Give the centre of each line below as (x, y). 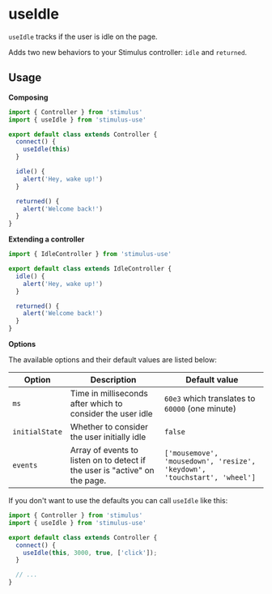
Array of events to (104, 450)
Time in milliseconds (109, 393)
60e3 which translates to (210, 398)
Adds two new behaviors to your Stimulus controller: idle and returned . (128, 52)
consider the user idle (111, 414)
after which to (96, 404)
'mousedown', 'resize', (210, 462)
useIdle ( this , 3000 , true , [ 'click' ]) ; (90, 553)
